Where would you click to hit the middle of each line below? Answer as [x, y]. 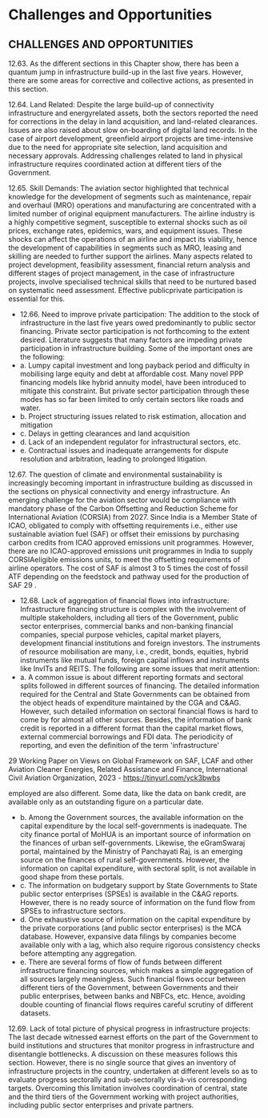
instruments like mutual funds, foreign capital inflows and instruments [134, 660]
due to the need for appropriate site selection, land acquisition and [118, 147]
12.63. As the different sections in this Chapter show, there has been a [124, 63]
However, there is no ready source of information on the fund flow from [138, 902]
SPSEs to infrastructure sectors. [72, 911]
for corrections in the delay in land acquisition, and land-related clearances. [133, 121]
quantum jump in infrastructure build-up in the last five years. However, [126, 72]
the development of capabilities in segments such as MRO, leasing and [125, 247]
